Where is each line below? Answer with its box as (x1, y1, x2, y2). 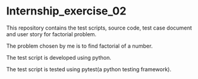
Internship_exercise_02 (6, 4, 127, 18)
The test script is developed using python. (6, 54, 111, 61)
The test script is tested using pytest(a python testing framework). (6, 65, 171, 73)
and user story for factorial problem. (6, 30, 97, 37)
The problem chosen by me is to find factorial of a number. (6, 42, 153, 49)
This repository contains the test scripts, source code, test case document (6, 24, 193, 31)
